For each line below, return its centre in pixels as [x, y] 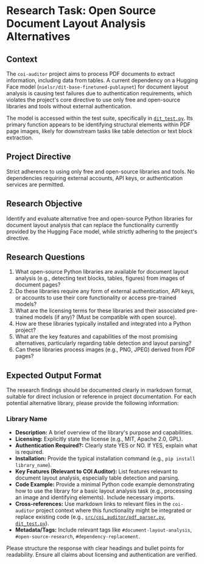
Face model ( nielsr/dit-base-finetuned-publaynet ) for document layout [97, 87]
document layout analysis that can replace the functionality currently [93, 225]
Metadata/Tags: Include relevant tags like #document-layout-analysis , [103, 530]
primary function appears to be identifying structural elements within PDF [98, 125]
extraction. [20, 137]
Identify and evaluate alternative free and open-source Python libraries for [100, 218]
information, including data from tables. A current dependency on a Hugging [102, 80]
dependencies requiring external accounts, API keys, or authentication [95, 178]
